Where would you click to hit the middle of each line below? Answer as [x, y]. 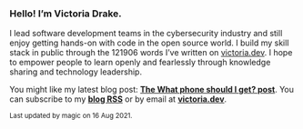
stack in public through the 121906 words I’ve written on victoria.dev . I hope [151, 53]
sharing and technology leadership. [76, 72]
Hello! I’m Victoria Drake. [66, 14]
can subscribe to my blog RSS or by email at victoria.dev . [118, 99]
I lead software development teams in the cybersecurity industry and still [146, 34]
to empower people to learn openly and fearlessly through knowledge [140, 63]
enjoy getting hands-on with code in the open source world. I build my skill [149, 43]
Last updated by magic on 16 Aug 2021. [71, 116]
